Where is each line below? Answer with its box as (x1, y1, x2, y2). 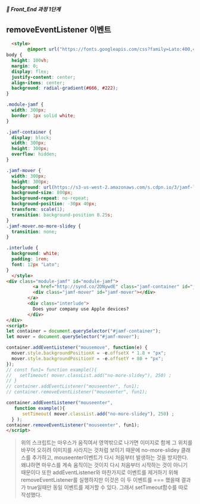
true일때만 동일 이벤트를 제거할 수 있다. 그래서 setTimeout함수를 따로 (27, 484, 189, 491)
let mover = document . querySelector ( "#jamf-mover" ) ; (6, 334, 140, 340)
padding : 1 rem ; (11, 256, 49, 262)
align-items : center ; (11, 79, 65, 86)
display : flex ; (11, 69, 49, 75)
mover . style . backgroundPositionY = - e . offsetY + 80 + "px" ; (11, 355, 164, 361)
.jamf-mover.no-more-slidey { (6, 223, 82, 229)
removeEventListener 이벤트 (6, 24, 111, 35)
